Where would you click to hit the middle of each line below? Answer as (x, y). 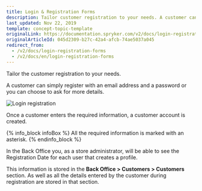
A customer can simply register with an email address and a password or (96, 85)
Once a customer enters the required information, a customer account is (96, 115)
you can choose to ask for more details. (55, 91)
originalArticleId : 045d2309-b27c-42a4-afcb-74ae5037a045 (80, 40)
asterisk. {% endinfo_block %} (44, 139)
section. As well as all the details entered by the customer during (86, 175)
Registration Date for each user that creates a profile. (72, 157)
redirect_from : (25, 46)
